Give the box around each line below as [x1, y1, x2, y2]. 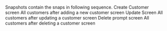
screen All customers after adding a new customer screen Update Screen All [5, 9, 163, 15]
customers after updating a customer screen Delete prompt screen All [5, 15, 149, 20]
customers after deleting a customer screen [5, 20, 95, 26]
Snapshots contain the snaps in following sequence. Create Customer [5, 4, 149, 10]
